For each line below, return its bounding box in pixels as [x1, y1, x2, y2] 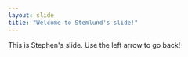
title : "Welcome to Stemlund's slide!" [8, 19, 139, 27]
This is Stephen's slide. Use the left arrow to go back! [8, 40, 181, 49]
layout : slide [8, 11, 55, 20]
